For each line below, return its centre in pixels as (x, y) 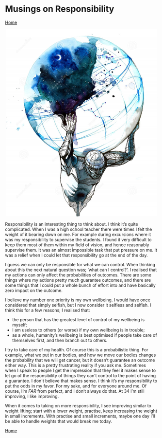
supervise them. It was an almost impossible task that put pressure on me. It (81, 250)
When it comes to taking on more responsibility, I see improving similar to (78, 405)
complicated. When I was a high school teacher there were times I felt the (79, 229)
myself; (20, 325)
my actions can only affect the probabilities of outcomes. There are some (78, 275)
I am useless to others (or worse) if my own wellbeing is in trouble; (78, 330)
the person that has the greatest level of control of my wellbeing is (78, 319)
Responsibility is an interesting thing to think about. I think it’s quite (72, 224)
